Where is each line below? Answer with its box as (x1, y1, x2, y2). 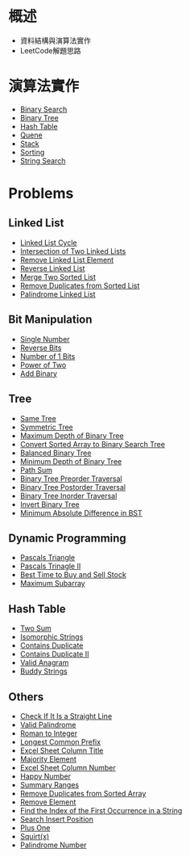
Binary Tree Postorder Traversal (19, 482, 126, 492)
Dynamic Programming (8, 531, 126, 545)
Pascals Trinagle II (19, 561, 81, 571)
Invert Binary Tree (19, 499, 80, 509)
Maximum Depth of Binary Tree (19, 430, 124, 441)
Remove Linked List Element (19, 255, 114, 264)
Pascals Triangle (19, 553, 76, 563)
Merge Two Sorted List (19, 272, 97, 281)
